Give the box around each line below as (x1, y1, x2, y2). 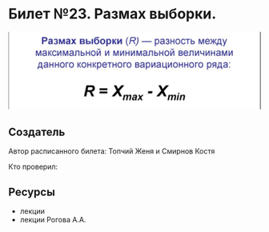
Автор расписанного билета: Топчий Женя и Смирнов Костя (8, 146, 215, 156)
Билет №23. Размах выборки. (8, 5, 217, 23)
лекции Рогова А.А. (19, 215, 86, 225)
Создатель (8, 125, 66, 138)
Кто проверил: (8, 162, 58, 172)
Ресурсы (8, 185, 56, 198)
